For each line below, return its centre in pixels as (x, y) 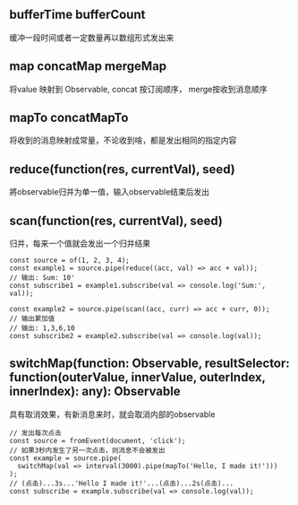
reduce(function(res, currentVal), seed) (122, 169)
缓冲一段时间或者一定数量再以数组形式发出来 (92, 37)
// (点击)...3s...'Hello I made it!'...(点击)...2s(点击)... (122, 483)
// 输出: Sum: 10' (42, 278)
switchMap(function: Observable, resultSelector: (150, 364)
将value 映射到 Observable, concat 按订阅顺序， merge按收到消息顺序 (138, 89)
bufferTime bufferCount (77, 15)
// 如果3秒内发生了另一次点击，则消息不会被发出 (87, 450)
